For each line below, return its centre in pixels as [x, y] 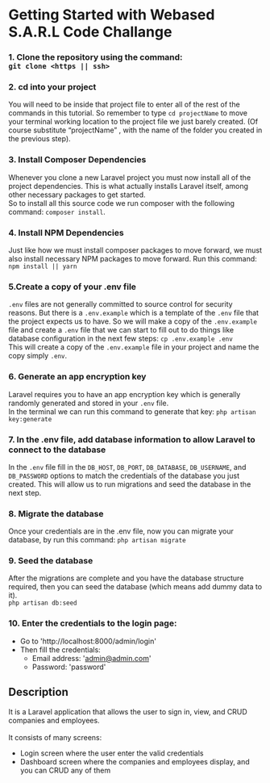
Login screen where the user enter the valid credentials [112, 753]
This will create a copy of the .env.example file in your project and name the [134, 347]
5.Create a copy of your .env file [73, 287]
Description [38, 692]
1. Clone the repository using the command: [96, 57]
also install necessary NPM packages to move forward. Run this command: [133, 259]
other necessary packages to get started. [77, 195]
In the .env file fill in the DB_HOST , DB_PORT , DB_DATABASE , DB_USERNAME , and [127, 467]
